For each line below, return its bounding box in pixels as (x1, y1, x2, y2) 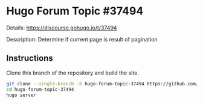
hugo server (6, 92, 36, 98)
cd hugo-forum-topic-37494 (6, 86, 74, 93)
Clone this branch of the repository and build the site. (6, 69, 139, 76)
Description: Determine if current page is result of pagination (6, 35, 158, 43)
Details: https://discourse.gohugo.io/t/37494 (6, 24, 117, 31)
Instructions (6, 53, 53, 64)
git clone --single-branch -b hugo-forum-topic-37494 (6, 81, 145, 87)
